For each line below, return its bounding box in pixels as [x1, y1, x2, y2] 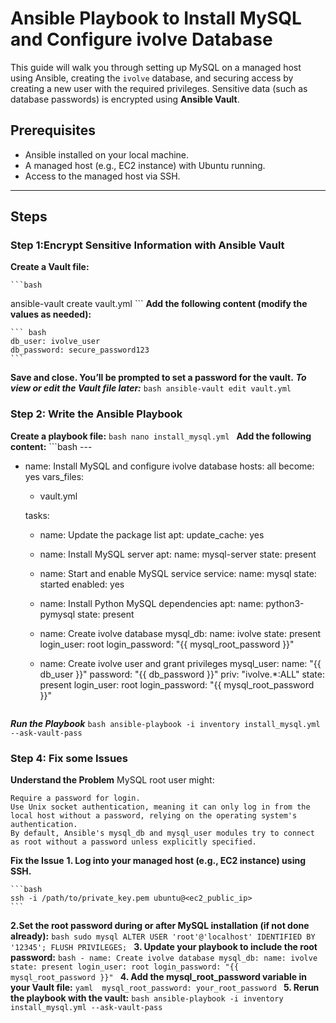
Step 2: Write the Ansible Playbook [10, 407, 183, 421]
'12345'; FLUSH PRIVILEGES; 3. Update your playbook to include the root [10, 941, 318, 953]
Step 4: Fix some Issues [10, 751, 129, 765]
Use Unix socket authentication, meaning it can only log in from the [10, 802, 311, 812]
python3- [265, 597, 305, 609]
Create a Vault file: [10, 261, 90, 273]
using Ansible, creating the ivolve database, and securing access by [10, 72, 294, 84]
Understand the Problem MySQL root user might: [10, 774, 215, 786]
